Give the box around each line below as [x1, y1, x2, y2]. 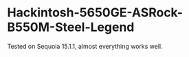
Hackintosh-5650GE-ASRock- [7, 5, 184, 21]
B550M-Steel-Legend [7, 19, 135, 35]
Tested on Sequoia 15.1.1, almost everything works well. [7, 42, 163, 50]
